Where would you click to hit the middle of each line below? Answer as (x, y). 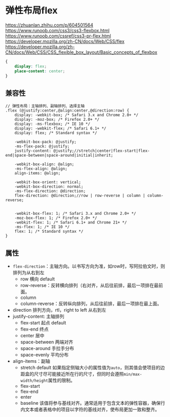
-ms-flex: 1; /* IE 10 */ (42, 227)
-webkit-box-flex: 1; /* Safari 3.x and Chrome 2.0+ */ (76, 214)
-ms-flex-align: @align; (41, 169)
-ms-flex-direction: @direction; (50, 191)
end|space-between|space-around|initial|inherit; (59, 156)
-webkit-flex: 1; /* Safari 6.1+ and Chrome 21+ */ (71, 223)
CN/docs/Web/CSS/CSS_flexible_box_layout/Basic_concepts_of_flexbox (81, 52)
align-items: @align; (37, 173)
